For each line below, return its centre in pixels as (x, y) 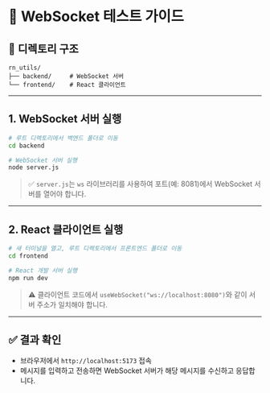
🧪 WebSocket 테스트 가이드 (96, 17)
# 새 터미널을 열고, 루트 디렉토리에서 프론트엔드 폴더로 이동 (95, 249)
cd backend (27, 146)
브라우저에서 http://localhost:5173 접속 (86, 361)
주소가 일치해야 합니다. (72, 304)
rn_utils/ (25, 68)
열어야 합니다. (65, 194)
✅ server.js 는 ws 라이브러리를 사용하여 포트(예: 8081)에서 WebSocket (140, 184)
